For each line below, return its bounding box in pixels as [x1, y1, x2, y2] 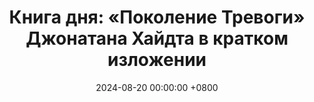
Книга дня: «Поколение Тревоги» [8, 6, 306, 29]
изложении [107, 49, 207, 71]
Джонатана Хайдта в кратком [25, 27, 289, 50]
